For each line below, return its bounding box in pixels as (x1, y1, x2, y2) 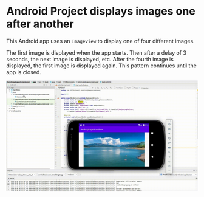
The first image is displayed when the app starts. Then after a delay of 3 (6, 49, 187, 56)
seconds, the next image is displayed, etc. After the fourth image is (6, 55, 174, 63)
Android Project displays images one (6, 4, 195, 18)
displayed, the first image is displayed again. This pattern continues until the (6, 62, 197, 69)
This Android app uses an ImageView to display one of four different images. (6, 37, 195, 44)
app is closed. (6, 68, 41, 75)
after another (6, 17, 74, 31)
